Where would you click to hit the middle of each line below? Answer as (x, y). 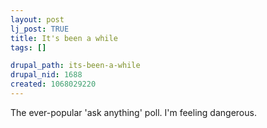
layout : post (37, 19)
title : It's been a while (64, 38)
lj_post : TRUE (40, 29)
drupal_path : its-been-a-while (75, 66)
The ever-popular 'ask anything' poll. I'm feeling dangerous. (133, 112)
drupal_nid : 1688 (46, 75)
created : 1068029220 (53, 84)
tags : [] (28, 47)
